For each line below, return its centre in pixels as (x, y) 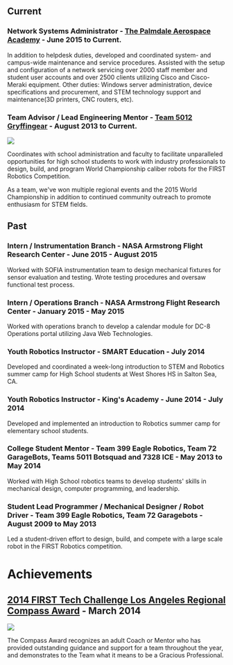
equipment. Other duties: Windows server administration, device (120, 84)
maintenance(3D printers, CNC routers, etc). (70, 99)
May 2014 (24, 466)
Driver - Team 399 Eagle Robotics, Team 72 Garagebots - (105, 515)
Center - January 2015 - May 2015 (66, 311)
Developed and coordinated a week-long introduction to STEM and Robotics (116, 367)
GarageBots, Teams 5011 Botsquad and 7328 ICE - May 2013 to (115, 457)
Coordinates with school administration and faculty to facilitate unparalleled (115, 154)
